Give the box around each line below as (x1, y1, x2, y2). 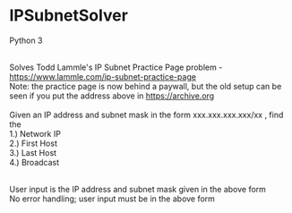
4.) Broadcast (9, 157, 60, 167)
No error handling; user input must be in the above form (9, 193, 215, 204)
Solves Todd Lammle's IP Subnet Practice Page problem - (9, 62, 223, 72)
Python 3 (9, 35, 43, 46)
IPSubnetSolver (9, 5, 128, 26)
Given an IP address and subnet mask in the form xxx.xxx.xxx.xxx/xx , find (9, 109, 284, 120)
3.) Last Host (9, 147, 56, 158)
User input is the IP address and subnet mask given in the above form (9, 183, 267, 194)
